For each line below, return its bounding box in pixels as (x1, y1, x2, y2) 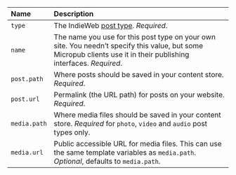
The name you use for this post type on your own (53, 32, 216, 41)
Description (53, 9, 94, 18)
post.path (11, 75, 44, 83)
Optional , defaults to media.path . (53, 157, 161, 166)
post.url (11, 95, 40, 103)
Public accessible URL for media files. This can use (53, 139, 223, 148)
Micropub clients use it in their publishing (53, 50, 190, 59)
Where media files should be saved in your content (53, 110, 221, 120)
